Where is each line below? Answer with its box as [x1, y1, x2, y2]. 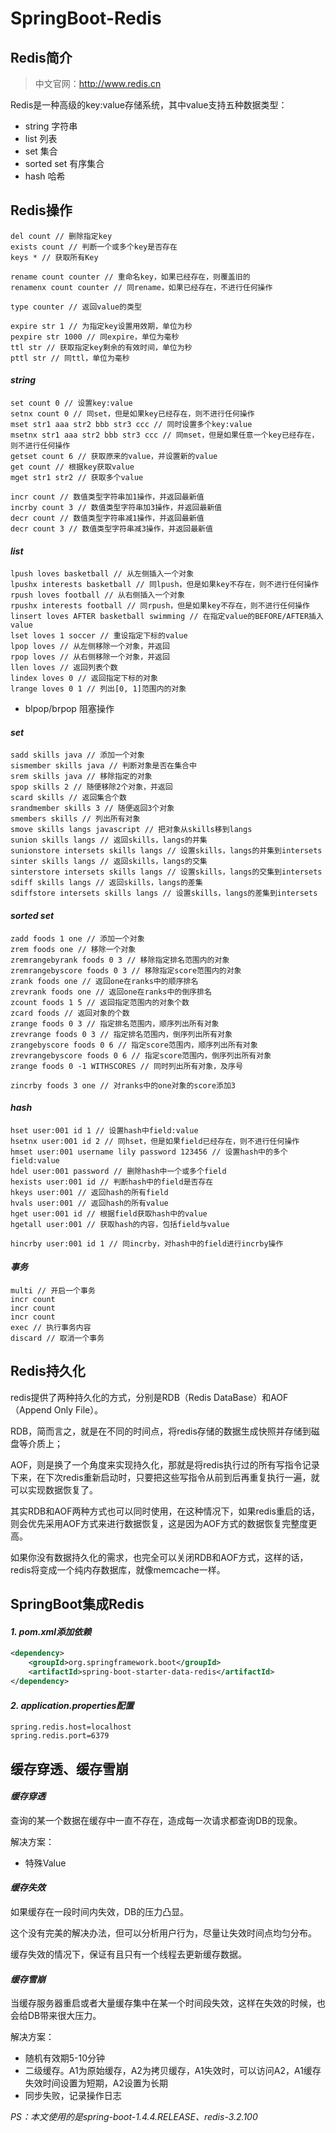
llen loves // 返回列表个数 [10, 663, 118, 673]
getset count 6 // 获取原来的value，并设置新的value [10, 452, 218, 462]
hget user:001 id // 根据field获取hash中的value [10, 1208, 208, 1219]
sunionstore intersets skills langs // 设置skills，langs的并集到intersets [10, 846, 323, 856]
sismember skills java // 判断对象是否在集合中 [10, 761, 197, 771]
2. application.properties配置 [10, 1699, 135, 1711]
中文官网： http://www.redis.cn [34, 78, 162, 89]
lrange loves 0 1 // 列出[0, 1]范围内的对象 [10, 684, 187, 694]
